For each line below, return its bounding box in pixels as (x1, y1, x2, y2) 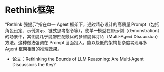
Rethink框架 (5, 4, 55, 16)
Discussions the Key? (12, 61, 56, 67)
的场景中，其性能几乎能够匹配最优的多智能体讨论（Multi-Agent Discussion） (5, 34, 161, 39)
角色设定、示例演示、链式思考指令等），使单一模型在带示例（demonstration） (5, 27, 160, 33)
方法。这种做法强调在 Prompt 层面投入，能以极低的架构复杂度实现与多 (5, 39, 148, 45)
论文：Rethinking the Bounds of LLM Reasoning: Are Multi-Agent (12, 56, 144, 62)
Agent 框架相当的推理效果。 (5, 46, 62, 52)
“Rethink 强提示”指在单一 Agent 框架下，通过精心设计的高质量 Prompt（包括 (5, 21, 160, 27)
